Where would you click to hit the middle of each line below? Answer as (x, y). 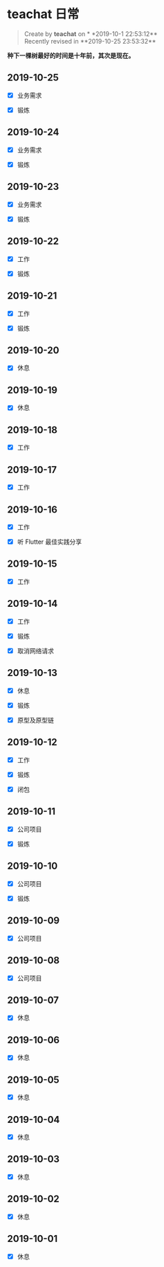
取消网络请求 (35, 650)
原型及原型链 (35, 720)
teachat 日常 (43, 14)
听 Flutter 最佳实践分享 (49, 542)
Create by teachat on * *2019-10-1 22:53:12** (91, 34)
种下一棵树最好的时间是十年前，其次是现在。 (71, 55)
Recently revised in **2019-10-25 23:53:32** (90, 41)
